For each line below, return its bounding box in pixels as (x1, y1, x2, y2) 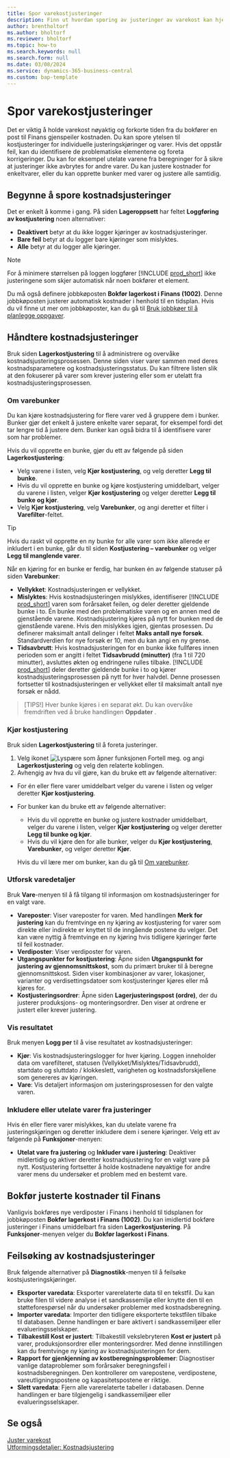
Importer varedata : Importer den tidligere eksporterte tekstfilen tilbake (16, 1311, 217, 1319)
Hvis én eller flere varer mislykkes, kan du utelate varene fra (7, 1120, 177, 1129)
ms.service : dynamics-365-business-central (7, 67, 133, 74)
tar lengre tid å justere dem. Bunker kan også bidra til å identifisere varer (7, 426, 212, 434)
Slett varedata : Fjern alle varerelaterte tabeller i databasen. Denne (16, 1383, 205, 1392)
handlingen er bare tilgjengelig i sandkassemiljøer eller (16, 1391, 171, 1399)
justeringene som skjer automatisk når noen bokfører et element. (7, 277, 190, 285)
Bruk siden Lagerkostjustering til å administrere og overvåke (7, 349, 180, 357)
